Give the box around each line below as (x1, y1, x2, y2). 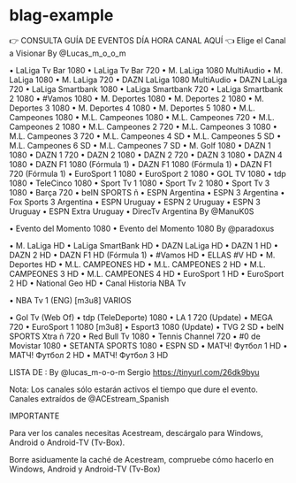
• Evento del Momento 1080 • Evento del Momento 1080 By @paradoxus (9, 223, 275, 234)
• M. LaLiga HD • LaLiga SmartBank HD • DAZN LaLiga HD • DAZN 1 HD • (9, 240, 278, 250)
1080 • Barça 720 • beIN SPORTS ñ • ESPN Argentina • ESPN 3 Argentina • (9, 187, 285, 197)
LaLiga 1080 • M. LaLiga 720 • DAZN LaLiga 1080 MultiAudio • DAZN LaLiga (9, 74, 288, 85)
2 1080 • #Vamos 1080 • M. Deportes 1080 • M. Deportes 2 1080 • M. (9, 93, 264, 103)
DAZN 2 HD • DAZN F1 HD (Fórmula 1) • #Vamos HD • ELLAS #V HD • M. (9, 249, 276, 260)
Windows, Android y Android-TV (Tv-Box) (9, 464, 161, 474)
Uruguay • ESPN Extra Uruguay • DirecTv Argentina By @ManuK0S (9, 205, 254, 217)
